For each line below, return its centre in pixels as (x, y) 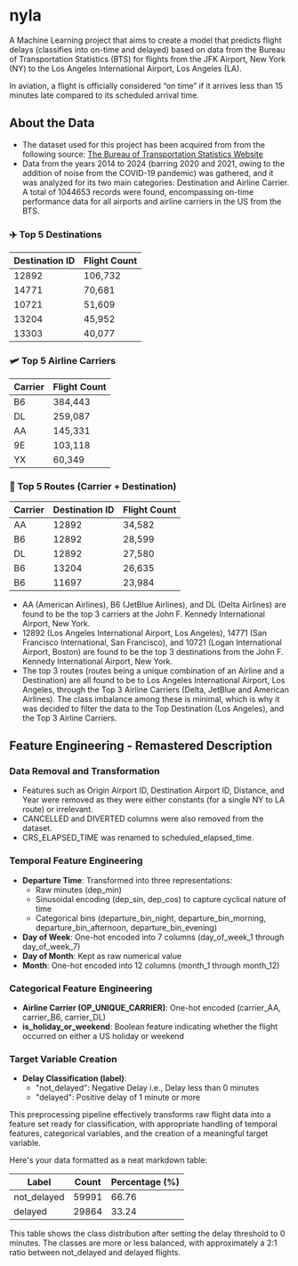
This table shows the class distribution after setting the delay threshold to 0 (147, 1234)
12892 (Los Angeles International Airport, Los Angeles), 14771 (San (144, 633)
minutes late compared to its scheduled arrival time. (105, 95)
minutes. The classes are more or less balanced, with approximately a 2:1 (143, 1243)
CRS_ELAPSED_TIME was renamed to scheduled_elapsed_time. (138, 838)
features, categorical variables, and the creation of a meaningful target (139, 1133)
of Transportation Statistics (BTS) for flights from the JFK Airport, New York (148, 59)
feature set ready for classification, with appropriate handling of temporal (143, 1124)
